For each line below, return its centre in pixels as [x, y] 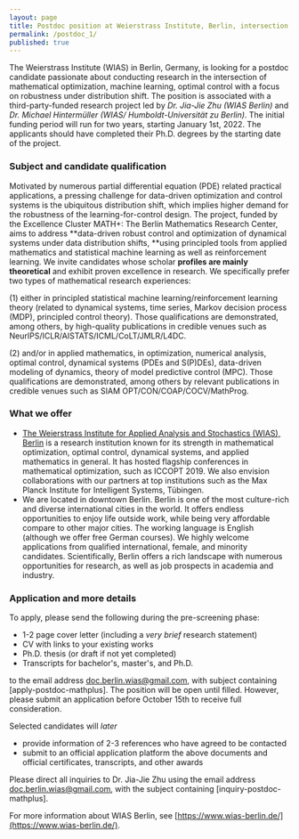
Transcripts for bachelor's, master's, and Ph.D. [108, 664]
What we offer [41, 413]
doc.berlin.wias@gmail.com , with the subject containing [112, 789]
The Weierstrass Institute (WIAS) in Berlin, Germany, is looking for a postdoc [149, 68]
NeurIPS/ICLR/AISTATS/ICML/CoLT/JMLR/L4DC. [98, 336]
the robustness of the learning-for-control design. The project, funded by [144, 214]
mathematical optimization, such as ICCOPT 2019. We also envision [145, 471]
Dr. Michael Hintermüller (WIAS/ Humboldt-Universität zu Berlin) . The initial [147, 115]
